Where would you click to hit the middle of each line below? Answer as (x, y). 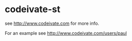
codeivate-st (33, 9)
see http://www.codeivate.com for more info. (52, 23)
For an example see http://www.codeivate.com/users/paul (66, 33)
